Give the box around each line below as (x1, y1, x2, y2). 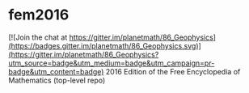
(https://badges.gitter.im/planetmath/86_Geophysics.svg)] (8, 40, 202, 50)
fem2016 (8, 6, 70, 24)
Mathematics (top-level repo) (8, 75, 106, 85)
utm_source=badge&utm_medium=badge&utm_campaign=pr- (8, 58, 215, 68)
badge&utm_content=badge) (8, 66, 104, 76)
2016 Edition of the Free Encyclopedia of (105, 66, 241, 76)
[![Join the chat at (8, 32, 68, 42)
